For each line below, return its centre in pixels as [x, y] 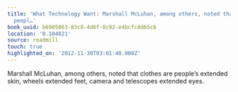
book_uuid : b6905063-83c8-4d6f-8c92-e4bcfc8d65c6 [82, 27]
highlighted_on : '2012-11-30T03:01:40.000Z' [74, 54]
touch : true [25, 47]
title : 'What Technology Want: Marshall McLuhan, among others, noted [114, 14]
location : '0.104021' [39, 34]
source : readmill [33, 40]
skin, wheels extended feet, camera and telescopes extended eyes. [106, 81]
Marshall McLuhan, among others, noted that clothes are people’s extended [118, 73]
